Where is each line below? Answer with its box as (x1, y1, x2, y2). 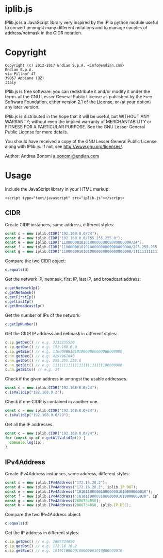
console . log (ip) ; (9, 440, 45, 445)
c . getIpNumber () (5, 322, 38, 327)
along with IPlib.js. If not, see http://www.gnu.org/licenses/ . (5, 144, 124, 149)
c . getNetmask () (5, 290, 36, 295)
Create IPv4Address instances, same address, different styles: (5, 471, 130, 477)
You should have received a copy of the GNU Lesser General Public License (5, 138, 157, 144)
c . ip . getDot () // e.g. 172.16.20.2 (5, 544, 77, 549)
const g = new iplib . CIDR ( (5, 249, 60, 254)
